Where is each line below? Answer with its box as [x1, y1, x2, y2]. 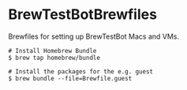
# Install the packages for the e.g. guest [8, 67, 154, 76]
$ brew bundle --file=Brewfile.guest [8, 74, 133, 82]
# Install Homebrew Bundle [8, 47, 97, 54]
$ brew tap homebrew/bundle [8, 54, 101, 62]
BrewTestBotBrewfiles [8, 6, 158, 24]
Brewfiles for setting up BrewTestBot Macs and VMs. [8, 32, 180, 41]
